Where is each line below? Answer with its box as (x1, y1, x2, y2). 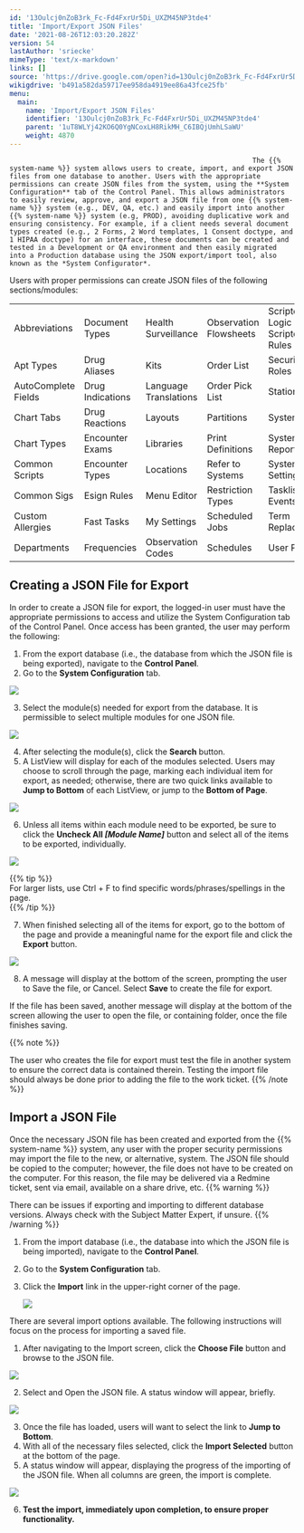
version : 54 (9, 38, 54, 48)
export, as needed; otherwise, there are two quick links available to (22, 775, 273, 786)
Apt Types (14, 359, 58, 371)
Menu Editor (145, 489, 197, 502)
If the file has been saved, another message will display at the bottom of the (9, 1000, 292, 1011)
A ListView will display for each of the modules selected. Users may (22, 755, 276, 766)
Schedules (206, 541, 252, 553)
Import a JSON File (9, 1110, 118, 1126)
